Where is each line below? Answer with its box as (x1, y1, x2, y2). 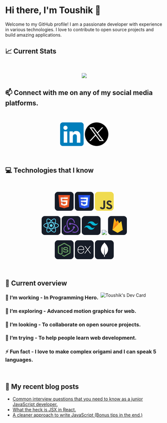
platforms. (5, 99, 39, 108)
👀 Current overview (5, 279, 67, 287)
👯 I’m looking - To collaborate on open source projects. (5, 321, 141, 328)
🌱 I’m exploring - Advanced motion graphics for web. (5, 307, 136, 314)
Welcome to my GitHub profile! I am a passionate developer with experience (5, 21, 162, 27)
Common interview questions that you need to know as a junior (12, 396, 143, 402)
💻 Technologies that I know (5, 166, 94, 175)
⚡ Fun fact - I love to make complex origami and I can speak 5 (5, 348, 156, 355)
